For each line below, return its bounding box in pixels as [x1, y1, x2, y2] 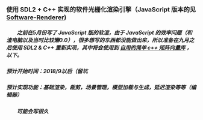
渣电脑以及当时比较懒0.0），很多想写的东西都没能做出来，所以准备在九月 [6, 36, 189, 43]
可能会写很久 [17, 107, 49, 115]
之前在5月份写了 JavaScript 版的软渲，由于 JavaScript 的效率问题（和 [17, 29, 193, 36]
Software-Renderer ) [6, 13, 67, 22]
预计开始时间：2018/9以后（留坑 [6, 67, 88, 74]
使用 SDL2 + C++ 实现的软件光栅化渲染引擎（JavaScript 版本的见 [6, 5, 196, 13]
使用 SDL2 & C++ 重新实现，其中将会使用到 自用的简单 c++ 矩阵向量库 [11, 44, 186, 51]
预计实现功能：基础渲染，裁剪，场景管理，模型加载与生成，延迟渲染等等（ [6, 84, 191, 91]
